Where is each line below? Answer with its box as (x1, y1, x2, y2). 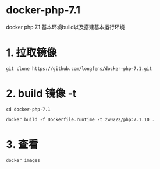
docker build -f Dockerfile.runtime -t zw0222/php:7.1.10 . (6, 117, 155, 122)
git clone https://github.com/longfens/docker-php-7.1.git (6, 65, 152, 72)
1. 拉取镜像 (6, 46, 57, 59)
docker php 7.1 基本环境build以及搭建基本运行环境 (6, 23, 125, 30)
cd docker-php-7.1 (6, 106, 51, 112)
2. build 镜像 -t (6, 87, 77, 100)
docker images (6, 157, 41, 163)
